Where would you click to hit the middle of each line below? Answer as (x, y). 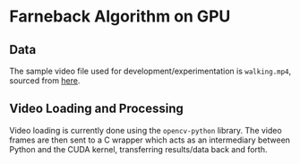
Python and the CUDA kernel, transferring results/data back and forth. (138, 149)
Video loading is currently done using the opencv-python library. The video (146, 130)
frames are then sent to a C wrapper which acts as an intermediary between (150, 140)
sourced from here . (45, 81)
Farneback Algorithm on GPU (120, 17)
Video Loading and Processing (96, 109)
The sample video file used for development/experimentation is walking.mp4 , (150, 71)
